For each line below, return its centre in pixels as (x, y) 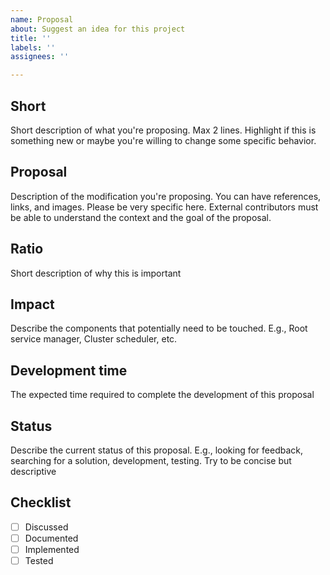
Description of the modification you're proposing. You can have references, (166, 196)
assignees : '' (40, 57)
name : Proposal (42, 19)
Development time (69, 370)
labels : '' (33, 47)
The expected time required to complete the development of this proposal (162, 395)
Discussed (46, 527)
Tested (39, 560)
